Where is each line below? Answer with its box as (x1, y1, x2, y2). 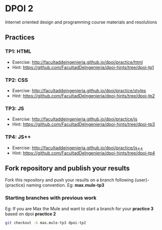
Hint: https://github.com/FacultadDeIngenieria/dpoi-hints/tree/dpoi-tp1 (12, 64, 154, 70)
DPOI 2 (5, 3, 34, 14)
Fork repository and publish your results (5, 164, 130, 172)
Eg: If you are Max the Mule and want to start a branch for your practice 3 (5, 206, 154, 211)
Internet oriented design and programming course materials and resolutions (5, 19, 158, 25)
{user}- (135, 177, 150, 183)
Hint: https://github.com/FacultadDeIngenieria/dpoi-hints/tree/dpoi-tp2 (12, 92, 155, 98)
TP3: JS (5, 105, 24, 112)
